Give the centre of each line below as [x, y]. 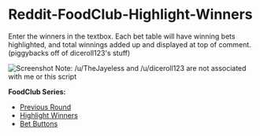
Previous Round [45, 107]
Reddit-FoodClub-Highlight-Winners [131, 15]
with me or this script [43, 76]
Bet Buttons [39, 123]
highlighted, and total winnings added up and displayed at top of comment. [130, 44]
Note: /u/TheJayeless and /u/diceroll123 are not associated [150, 68]
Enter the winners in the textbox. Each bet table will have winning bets [122, 36]
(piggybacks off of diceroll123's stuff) [69, 53]
